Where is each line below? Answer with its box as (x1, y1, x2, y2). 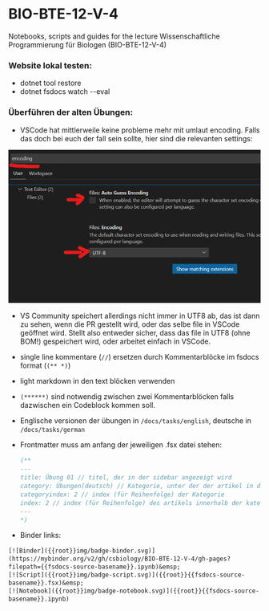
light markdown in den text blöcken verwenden (19, 377, 175, 386)
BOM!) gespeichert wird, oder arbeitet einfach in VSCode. (19, 336, 211, 346)
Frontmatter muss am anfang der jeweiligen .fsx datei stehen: (19, 440, 223, 450)
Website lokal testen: (8, 59, 92, 71)
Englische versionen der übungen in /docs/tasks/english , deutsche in (19, 416, 252, 426)
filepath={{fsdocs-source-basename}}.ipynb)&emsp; (8, 563, 181, 571)
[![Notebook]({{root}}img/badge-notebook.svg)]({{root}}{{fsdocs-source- (8, 587, 260, 595)
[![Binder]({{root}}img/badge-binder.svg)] (8, 547, 156, 555)
